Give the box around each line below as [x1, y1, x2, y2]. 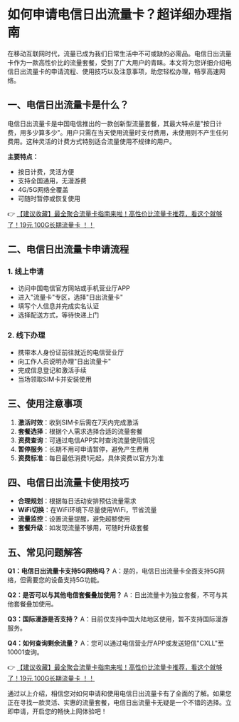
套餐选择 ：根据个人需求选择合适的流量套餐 [17, 427, 143, 435]
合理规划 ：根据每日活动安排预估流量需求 [17, 497, 137, 505]
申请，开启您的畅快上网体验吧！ [13, 707, 107, 716]
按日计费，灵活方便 [17, 167, 75, 176]
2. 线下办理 [7, 330, 46, 340]
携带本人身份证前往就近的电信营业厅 [17, 347, 124, 357]
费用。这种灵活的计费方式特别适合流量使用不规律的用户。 [7, 137, 176, 146]
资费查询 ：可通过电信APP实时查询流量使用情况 [17, 436, 155, 444]
